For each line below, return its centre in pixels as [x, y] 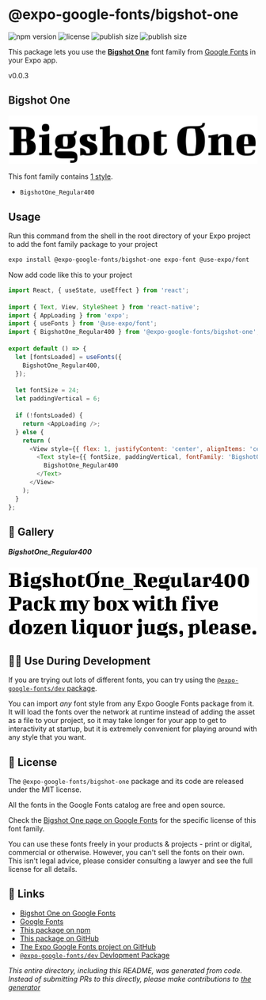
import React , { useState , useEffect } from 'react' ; [99, 290]
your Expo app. [33, 60]
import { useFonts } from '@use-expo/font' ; [83, 324]
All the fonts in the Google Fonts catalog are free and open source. [117, 805]
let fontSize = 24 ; [47, 390]
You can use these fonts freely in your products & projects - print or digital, [130, 844]
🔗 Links [27, 894]
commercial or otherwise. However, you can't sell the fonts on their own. [126, 852]
